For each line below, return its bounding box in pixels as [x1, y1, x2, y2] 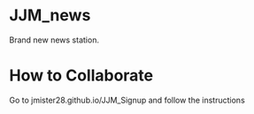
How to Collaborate [9, 65, 153, 86]
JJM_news [9, 5, 91, 26]
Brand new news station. [9, 34, 100, 45]
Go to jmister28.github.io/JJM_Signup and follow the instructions [9, 95, 245, 105]
